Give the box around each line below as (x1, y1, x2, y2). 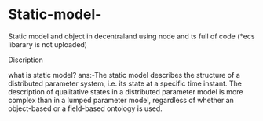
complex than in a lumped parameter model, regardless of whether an (8, 95, 234, 104)
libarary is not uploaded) (8, 39, 88, 49)
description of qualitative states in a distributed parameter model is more (8, 86, 243, 96)
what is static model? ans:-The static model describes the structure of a (8, 70, 241, 79)
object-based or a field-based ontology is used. (8, 104, 163, 113)
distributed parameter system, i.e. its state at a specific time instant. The (8, 79, 242, 88)
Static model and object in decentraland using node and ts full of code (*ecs (8, 31, 255, 41)
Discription (8, 55, 43, 64)
